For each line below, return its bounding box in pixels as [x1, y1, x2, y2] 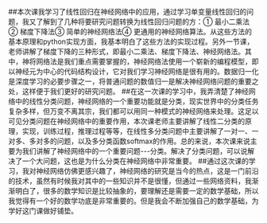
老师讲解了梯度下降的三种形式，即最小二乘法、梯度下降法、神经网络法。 [8, 47, 245, 56]
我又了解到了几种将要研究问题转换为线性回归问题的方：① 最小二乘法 [21, 17, 250, 26]
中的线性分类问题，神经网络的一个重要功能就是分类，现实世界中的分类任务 [14, 96, 259, 106]
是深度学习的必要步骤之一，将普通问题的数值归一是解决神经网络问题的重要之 [8, 76, 259, 86]
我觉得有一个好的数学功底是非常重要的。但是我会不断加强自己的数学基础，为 [8, 196, 259, 205]
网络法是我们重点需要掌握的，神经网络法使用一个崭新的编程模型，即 [35, 57, 259, 66]
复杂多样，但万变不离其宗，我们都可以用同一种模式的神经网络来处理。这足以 [8, 107, 259, 115]
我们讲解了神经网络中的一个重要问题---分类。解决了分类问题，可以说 [21, 147, 248, 155]
